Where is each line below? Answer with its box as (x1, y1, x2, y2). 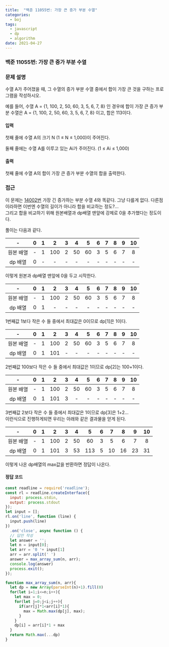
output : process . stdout (10, 500, 60, 505)
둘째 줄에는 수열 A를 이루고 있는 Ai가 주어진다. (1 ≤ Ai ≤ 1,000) (5, 145, 130, 152)
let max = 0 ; (14, 594, 42, 600)
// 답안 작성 (10, 533, 33, 538)
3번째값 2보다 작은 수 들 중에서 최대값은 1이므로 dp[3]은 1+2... (5, 409, 129, 415)
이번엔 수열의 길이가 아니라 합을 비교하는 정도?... (22, 203, 119, 209)
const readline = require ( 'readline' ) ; (5, 485, 90, 490)
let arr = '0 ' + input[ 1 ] (10, 547, 65, 553)
